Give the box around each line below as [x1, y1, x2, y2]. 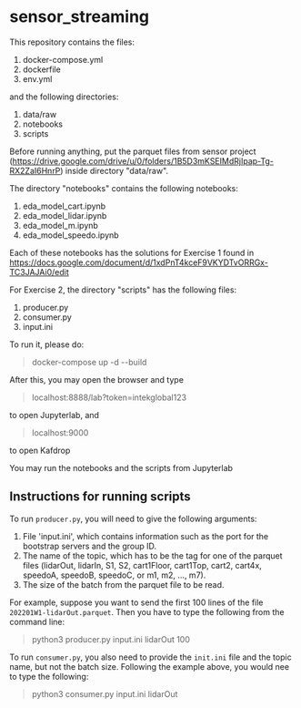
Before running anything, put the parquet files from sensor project [9, 146, 256, 157]
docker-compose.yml [22, 54, 104, 65]
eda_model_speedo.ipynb [22, 230, 120, 241]
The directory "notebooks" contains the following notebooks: [9, 182, 238, 193]
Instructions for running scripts [9, 489, 191, 505]
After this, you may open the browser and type [9, 374, 185, 385]
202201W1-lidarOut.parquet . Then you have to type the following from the [9, 606, 285, 617]
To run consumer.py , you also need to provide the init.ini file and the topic [9, 652, 293, 662]
